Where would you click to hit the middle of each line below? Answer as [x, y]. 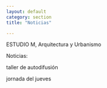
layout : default [26, 12]
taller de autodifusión [32, 67]
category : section [29, 17]
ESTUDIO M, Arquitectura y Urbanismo [54, 44]
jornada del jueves [29, 79]
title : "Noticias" [29, 22]
